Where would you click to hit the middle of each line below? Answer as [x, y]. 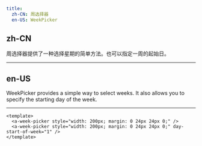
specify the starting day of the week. [52, 100]
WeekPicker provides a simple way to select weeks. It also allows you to [96, 93]
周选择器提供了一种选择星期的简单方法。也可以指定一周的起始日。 [88, 53]
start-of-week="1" [29, 132]
